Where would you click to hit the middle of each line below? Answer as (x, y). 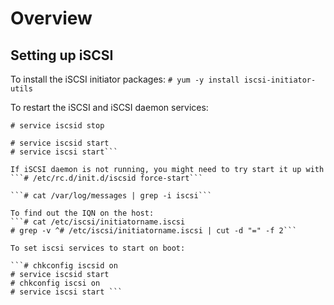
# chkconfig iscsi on (55, 283)
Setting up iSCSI (62, 55)
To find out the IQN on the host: (82, 213)
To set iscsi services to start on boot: (98, 248)
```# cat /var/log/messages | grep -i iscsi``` (111, 196)
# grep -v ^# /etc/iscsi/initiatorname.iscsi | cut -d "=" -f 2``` (154, 231)
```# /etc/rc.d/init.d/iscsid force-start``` (106, 178)
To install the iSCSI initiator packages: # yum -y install (125, 79)
